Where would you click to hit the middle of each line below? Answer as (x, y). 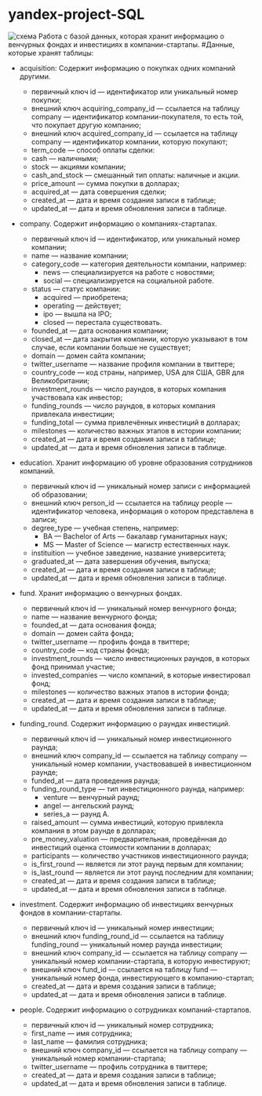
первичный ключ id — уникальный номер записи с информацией (141, 486)
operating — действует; (82, 305)
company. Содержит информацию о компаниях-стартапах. (118, 223)
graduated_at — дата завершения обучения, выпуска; (121, 561)
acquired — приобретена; (86, 297)
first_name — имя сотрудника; (82, 1033)
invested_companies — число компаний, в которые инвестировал (141, 675)
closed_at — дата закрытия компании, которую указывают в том (140, 338)
